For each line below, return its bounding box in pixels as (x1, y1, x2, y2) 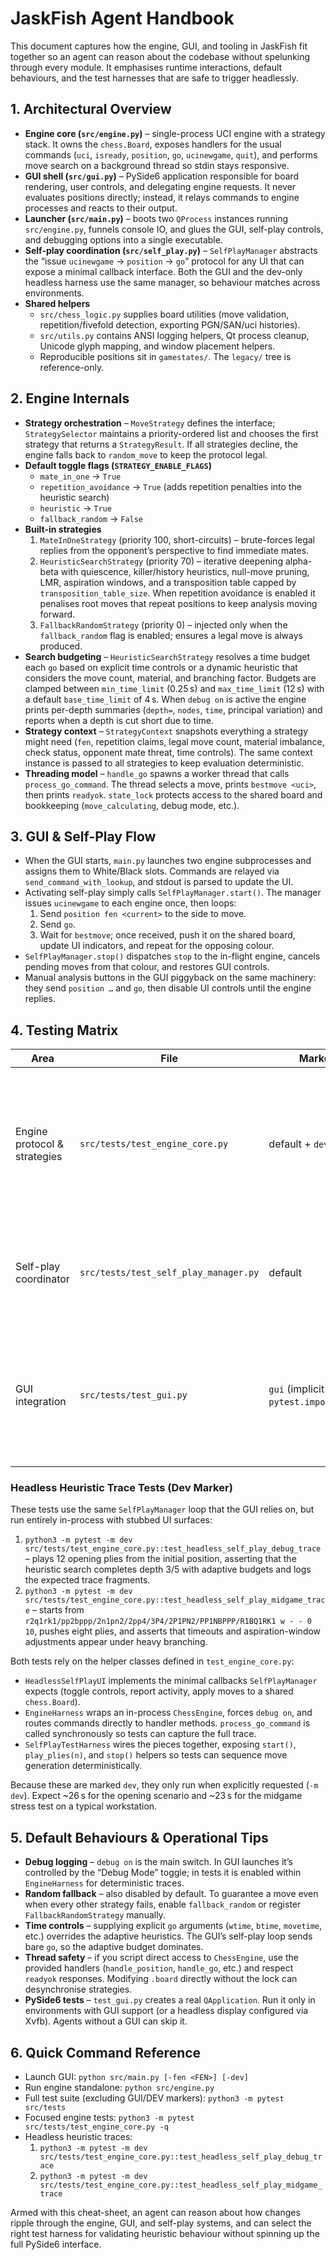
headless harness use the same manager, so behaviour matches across (24, 276, 321, 288)
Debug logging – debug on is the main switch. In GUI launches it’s (24, 1856, 293, 1868)
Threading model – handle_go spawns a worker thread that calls (24, 767, 290, 779)
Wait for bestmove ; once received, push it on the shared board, (39, 929, 296, 941)
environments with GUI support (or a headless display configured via (24, 2005, 309, 2017)
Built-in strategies (24, 523, 102, 535)
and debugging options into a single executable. (24, 233, 223, 246)
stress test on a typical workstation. (10, 1800, 158, 1812)
